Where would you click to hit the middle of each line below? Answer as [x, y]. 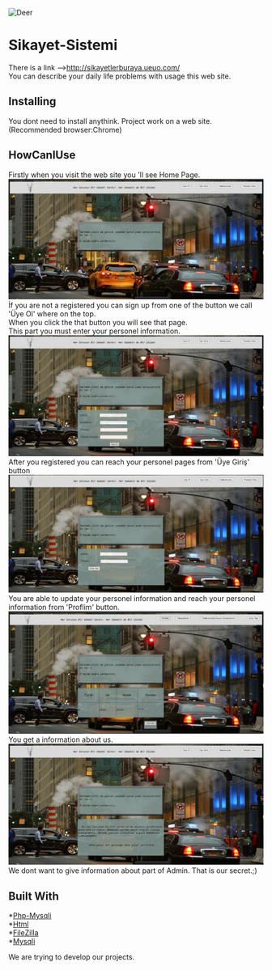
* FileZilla [23, 932]
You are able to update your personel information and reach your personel [132, 599]
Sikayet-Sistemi [63, 45]
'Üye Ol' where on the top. [52, 314]
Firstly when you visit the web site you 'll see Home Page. [104, 175]
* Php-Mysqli [30, 915]
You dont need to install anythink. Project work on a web [102, 121]
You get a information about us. [61, 739]
